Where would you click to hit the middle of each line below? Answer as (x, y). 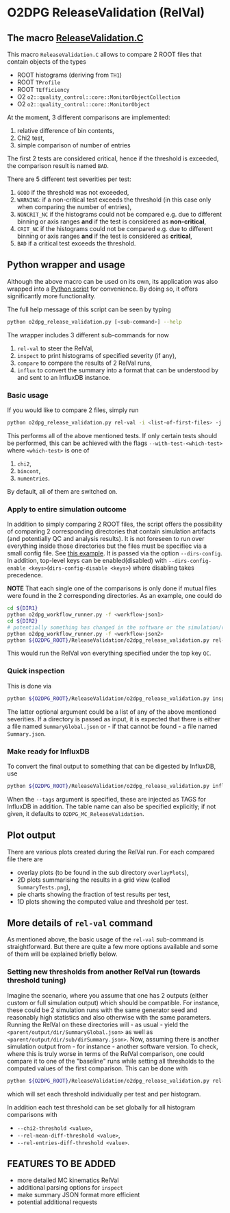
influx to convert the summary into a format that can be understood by (118, 370)
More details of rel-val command (80, 923)
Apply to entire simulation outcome (67, 509)
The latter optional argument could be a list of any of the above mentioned (112, 712)
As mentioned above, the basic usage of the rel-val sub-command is (105, 939)
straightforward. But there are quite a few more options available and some (113, 947)
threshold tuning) (37, 981)
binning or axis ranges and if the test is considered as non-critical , (112, 221)
